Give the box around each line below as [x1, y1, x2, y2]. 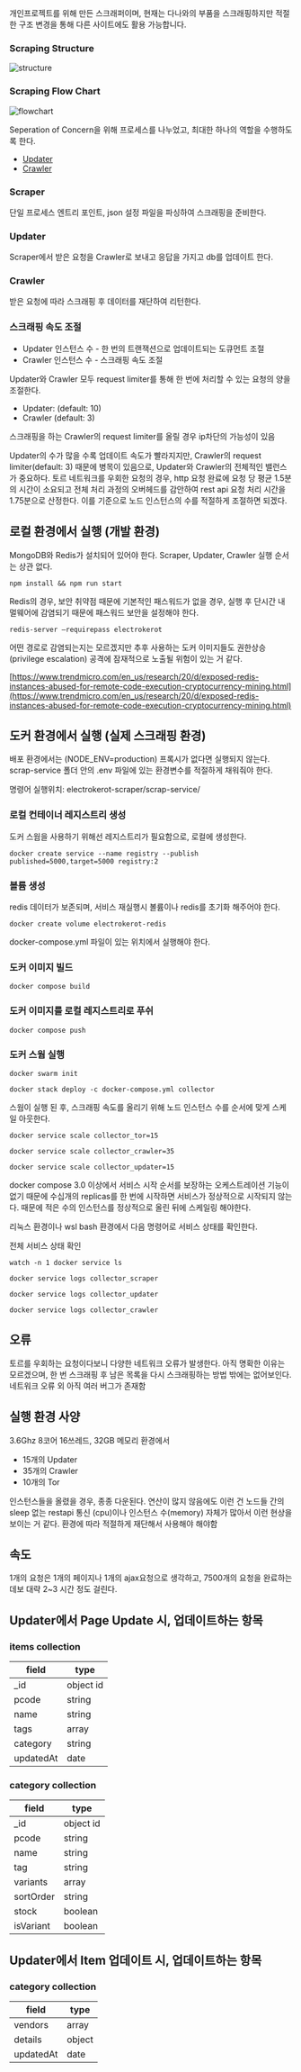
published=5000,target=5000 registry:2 [9, 856, 159, 866]
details [13, 2033, 42, 2046]
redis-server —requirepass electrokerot [9, 625, 164, 634]
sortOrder [13, 1890, 56, 1903]
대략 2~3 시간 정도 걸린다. [25, 1584, 118, 1595]
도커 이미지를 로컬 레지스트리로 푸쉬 [9, 1005, 155, 1018]
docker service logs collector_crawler [9, 1305, 159, 1315]
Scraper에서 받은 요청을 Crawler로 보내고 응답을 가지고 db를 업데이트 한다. [9, 251, 274, 263]
